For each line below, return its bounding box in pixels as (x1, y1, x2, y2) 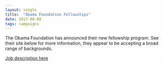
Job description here (5, 55, 49, 61)
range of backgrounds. (5, 45, 53, 51)
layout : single (5, 7, 37, 12)
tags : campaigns (5, 21, 39, 26)
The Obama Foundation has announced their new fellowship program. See (5, 35, 159, 41)
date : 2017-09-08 (5, 16, 42, 21)
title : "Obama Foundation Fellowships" (5, 12, 91, 17)
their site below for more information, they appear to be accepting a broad (5, 40, 158, 46)
